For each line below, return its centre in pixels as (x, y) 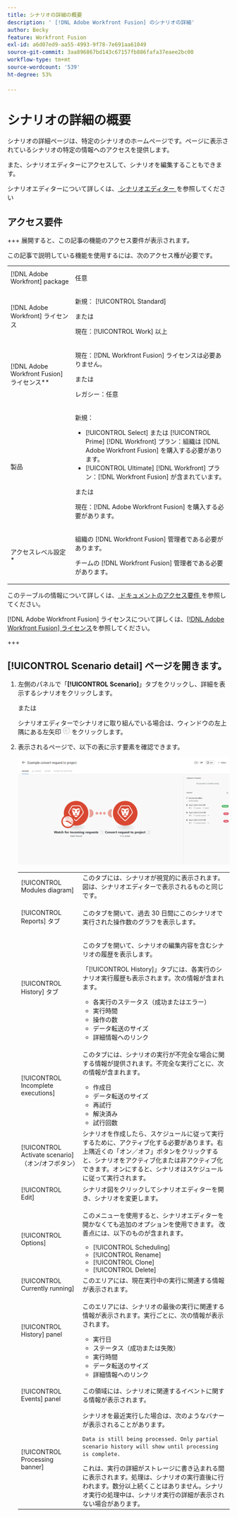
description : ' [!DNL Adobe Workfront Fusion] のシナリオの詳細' (101, 22)
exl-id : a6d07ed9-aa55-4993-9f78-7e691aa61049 (77, 45)
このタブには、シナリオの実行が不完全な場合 (147, 1054)
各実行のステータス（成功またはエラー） (152, 1001)
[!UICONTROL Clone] (124, 1262)
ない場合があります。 (113, 1504)
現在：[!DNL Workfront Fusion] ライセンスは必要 (145, 355)
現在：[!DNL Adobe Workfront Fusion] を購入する (146, 506)
